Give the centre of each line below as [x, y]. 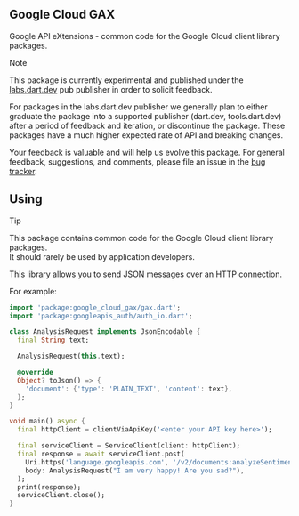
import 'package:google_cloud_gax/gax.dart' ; [95, 307]
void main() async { [48, 422]
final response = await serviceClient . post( [101, 454]
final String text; [53, 340]
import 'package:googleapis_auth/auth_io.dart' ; [101, 316]
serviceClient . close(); [61, 496]
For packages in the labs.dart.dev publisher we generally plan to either [139, 107]
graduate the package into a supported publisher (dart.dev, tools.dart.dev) [145, 116]
